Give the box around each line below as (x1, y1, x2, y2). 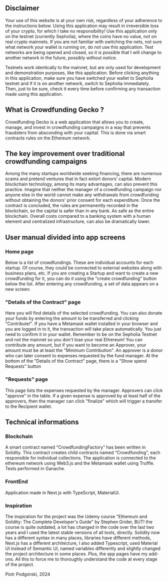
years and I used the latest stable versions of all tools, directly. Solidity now (5, 529, 160, 535)
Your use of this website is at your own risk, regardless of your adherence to (5, 17, 162, 23)
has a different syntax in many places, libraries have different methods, (5, 535, 151, 541)
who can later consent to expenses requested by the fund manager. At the (5, 353, 158, 359)
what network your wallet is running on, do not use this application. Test (5, 44, 153, 50)
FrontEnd (5, 478, 28, 485)
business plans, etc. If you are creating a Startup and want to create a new (5, 270, 158, 276)
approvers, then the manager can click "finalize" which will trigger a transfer (5, 398, 162, 404)
